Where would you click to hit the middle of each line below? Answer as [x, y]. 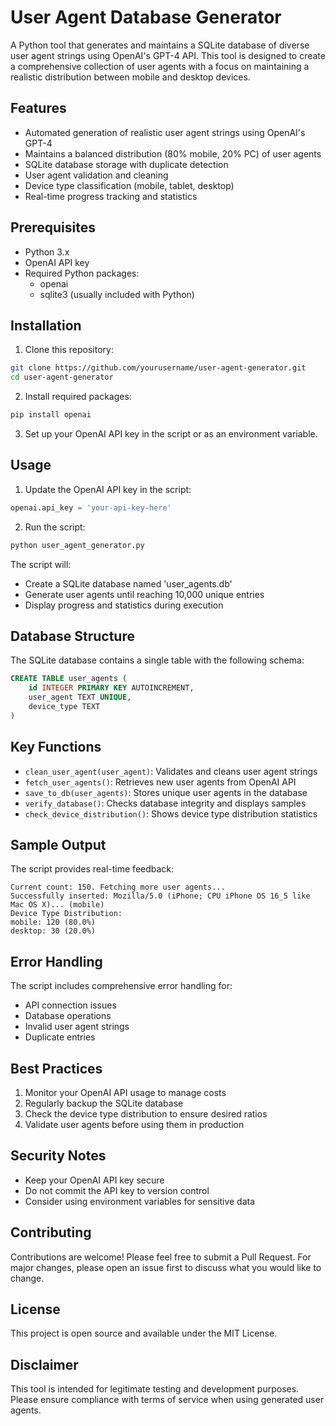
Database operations [68, 1016]
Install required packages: [78, 397]
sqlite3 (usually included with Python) [117, 294]
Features [38, 108]
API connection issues [70, 1005]
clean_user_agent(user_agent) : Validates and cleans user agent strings [171, 771]
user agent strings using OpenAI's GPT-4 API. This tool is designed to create [168, 55]
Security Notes [58, 1156]
